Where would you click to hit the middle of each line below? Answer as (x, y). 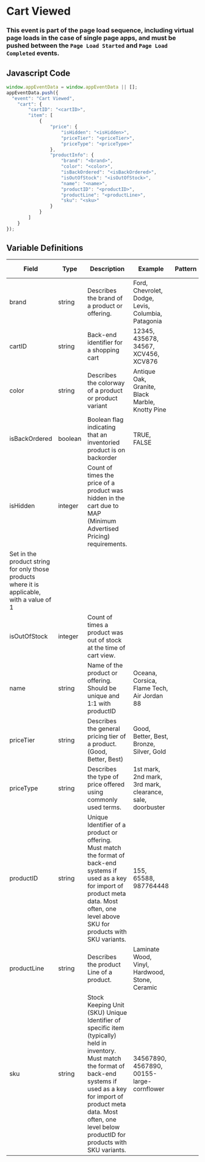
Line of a (100, 972)
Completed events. (33, 53)
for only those (29, 569)
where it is (24, 584)
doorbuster (149, 807)
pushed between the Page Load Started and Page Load (87, 46)
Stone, (142, 980)
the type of (103, 777)
